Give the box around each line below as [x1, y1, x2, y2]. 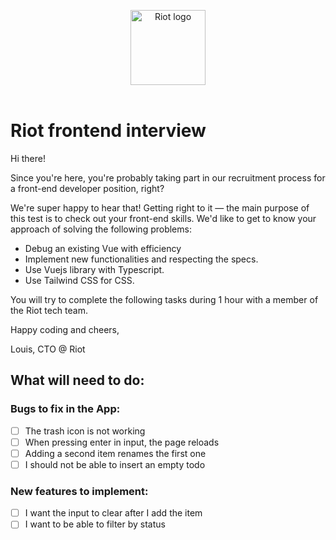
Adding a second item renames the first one [24, 447, 207, 459]
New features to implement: [10, 484, 149, 498]
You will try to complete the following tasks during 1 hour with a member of [10, 293, 319, 305]
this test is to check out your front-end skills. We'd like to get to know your [10, 212, 317, 224]
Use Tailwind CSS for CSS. [24, 274, 135, 286]
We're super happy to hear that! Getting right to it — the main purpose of [10, 201, 310, 214]
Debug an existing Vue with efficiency [24, 242, 182, 254]
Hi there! [10, 152, 46, 164]
